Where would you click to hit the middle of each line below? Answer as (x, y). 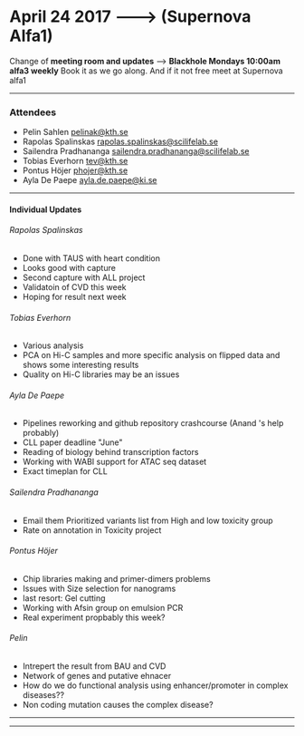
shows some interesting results (81, 365)
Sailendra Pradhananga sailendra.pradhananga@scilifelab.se (136, 151)
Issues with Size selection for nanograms (99, 588)
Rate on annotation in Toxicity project (92, 530)
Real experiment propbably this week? (94, 617)
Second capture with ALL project (84, 277)
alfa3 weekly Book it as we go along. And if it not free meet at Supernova (146, 71)
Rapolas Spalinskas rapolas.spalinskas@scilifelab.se (120, 141)
